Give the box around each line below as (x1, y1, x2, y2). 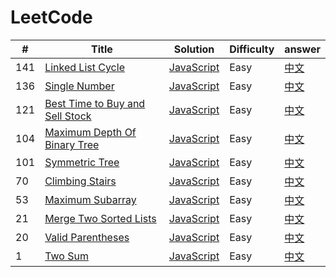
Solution (173, 42, 215, 56)
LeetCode (10, 6, 93, 29)
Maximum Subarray (44, 192, 137, 206)
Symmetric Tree (44, 155, 120, 169)
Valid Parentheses (44, 230, 130, 244)
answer (284, 42, 321, 56)
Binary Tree (44, 137, 100, 151)
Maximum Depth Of (44, 125, 137, 139)
